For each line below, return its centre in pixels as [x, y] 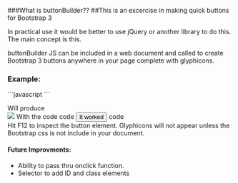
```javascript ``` [29, 95]
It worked [92, 117]
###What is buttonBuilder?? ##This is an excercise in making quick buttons [118, 10]
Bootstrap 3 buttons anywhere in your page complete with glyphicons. [111, 61]
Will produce [26, 108]
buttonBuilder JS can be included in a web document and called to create [115, 53]
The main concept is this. [45, 39]
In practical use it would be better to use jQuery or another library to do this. [119, 32]
